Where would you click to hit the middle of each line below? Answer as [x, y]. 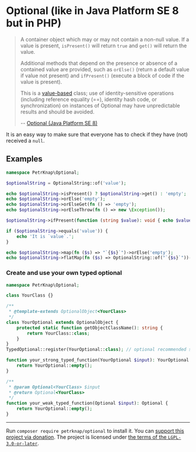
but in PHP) [34, 23]
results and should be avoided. [57, 112]
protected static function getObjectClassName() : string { [90, 328]
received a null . [25, 140]
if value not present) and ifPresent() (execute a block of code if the [102, 75]
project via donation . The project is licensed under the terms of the [87, 437]
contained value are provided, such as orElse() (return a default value [105, 69]
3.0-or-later [22, 444]
